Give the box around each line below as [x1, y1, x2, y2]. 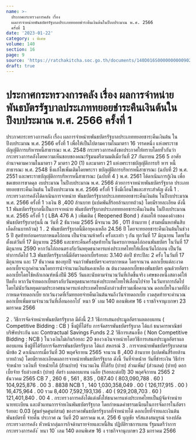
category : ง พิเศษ [6, 36, 46, 41]
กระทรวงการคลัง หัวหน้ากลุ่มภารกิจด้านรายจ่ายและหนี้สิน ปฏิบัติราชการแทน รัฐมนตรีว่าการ [6, 421, 177, 428]
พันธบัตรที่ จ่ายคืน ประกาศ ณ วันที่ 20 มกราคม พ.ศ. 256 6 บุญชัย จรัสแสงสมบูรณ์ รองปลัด [6, 414, 182, 421]
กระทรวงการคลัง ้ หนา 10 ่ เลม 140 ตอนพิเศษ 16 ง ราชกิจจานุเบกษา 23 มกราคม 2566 [6, 427, 176, 434]
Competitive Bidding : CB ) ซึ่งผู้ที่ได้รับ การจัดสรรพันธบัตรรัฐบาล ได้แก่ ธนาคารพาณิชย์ [6, 323, 183, 330]
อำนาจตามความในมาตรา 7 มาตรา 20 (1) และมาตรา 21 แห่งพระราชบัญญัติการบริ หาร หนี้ [6, 160, 176, 167]
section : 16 [6, 47, 35, 53]
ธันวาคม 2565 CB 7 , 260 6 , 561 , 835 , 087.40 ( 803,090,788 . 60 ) [6, 375, 163, 382]
